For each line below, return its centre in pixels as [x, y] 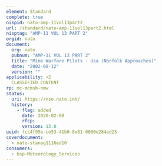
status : [16, 94]
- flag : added [34, 110]
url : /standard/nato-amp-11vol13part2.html [60, 28]
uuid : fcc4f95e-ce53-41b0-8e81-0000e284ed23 [62, 132]
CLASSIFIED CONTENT [35, 83]
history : [22, 104]
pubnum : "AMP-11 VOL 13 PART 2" [51, 55]
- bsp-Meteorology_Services [46, 154]
